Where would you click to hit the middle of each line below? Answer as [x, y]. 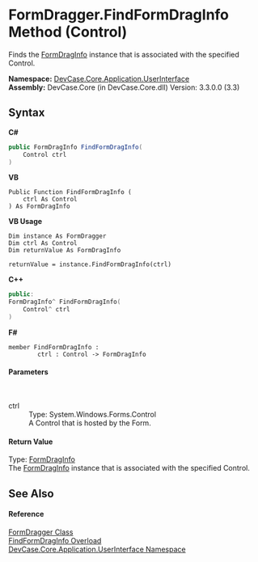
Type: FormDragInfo [42, 459]
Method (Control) [68, 32]
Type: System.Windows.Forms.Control [92, 415]
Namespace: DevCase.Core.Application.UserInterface [99, 78]
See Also [31, 494]
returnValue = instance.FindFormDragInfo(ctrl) [90, 264]
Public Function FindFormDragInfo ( [70, 192]
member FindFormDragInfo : [54, 347]
